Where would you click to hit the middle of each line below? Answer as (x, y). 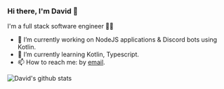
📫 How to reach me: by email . (61, 63)
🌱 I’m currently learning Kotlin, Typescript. (78, 54)
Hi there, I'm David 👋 (43, 11)
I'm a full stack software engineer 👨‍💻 (60, 26)
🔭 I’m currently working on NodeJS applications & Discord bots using (117, 40)
